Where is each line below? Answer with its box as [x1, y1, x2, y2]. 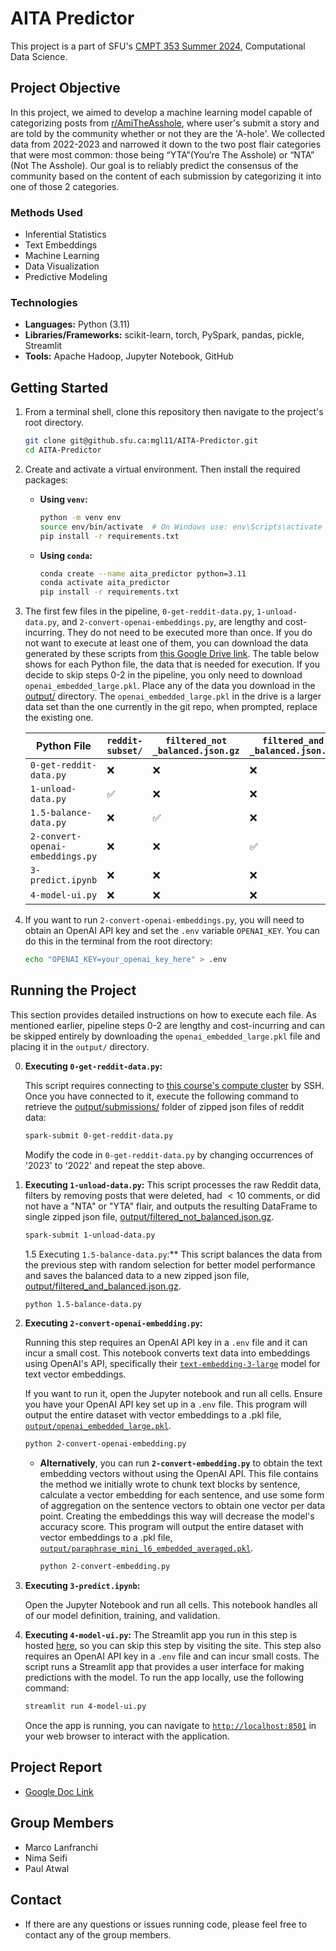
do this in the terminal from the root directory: [24, 935, 213, 947]
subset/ [106, 745, 143, 757]
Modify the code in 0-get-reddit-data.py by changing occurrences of [24, 1148, 314, 1161]
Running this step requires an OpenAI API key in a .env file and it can [24, 1337, 308, 1349]
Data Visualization [24, 260, 100, 272]
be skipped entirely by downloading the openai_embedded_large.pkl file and [10, 1030, 321, 1042]
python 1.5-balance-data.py [24, 1299, 142, 1309]
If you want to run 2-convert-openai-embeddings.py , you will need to [24, 914, 305, 926]
